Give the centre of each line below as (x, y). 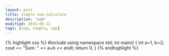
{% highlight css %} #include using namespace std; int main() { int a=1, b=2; (85, 42)
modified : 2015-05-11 (28, 24)
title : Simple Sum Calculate (36, 14)
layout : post (19, 10)
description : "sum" (26, 19)
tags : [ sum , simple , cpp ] (32, 28)
